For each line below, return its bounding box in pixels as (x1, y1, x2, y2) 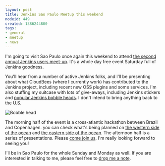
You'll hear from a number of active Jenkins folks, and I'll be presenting (5, 73, 151, 80)
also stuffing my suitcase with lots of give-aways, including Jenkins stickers (5, 89, 160, 95)
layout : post (5, 7, 32, 12)
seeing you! (5, 140, 29, 146)
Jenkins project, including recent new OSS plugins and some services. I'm (5, 84, 157, 90)
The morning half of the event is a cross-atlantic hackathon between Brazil (5, 119, 158, 125)
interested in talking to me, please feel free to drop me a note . (5, 155, 131, 161)
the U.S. (5, 100, 21, 106)
